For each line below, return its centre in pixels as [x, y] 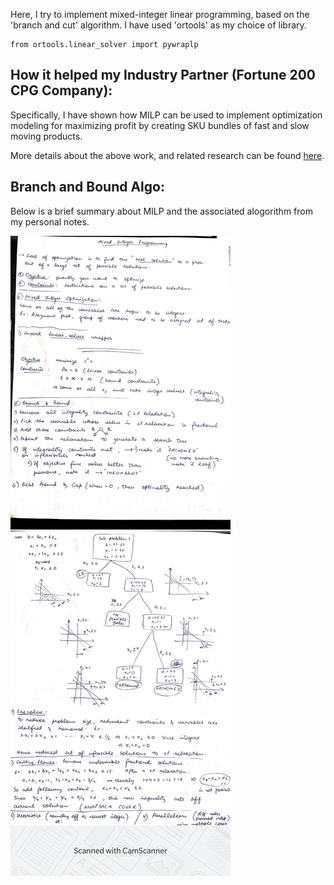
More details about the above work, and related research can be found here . [167, 155]
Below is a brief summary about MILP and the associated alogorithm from [161, 211]
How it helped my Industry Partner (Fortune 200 [163, 75]
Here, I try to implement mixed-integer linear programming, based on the [160, 14]
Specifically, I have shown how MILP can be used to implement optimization [166, 115]
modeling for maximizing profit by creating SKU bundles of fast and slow [160, 125]
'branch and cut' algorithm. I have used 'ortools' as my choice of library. [158, 25]
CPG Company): [61, 90]
